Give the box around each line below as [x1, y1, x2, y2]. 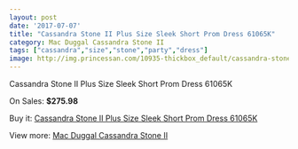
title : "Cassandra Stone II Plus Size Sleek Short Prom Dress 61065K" [9, 29, 276, 38]
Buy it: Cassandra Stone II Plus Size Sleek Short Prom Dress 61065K [9, 113, 258, 123]
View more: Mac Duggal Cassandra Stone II [9, 130, 169, 140]
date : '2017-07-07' [9, 21, 82, 30]
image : [9, 54, 34, 63]
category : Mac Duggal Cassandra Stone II [9, 37, 165, 47]
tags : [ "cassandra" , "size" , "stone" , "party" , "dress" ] [9, 46, 208, 55]
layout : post [9, 12, 58, 22]
